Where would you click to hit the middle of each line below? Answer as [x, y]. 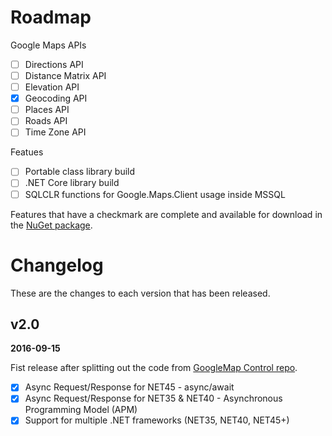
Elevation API [52, 87]
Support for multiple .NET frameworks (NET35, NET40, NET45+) [157, 420]
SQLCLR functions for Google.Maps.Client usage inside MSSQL [155, 194]
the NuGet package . [51, 225]
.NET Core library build [72, 183]
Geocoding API [56, 98]
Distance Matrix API [65, 75]
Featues [27, 152]
